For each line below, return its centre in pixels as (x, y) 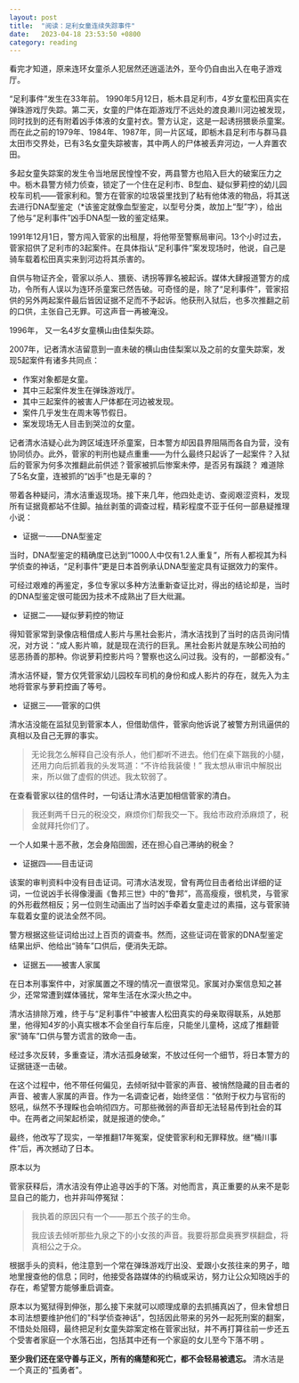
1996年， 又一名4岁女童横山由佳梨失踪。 (84, 330)
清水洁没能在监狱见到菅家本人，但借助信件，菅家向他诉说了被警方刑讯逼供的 (149, 724)
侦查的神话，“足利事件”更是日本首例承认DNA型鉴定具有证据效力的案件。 (149, 566)
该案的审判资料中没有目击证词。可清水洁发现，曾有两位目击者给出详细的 (141, 883)
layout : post (33, 17)
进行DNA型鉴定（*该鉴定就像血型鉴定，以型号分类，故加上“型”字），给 (145, 207)
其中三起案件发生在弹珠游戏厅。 (81, 390)
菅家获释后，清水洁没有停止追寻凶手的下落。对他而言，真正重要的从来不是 (145, 1186)
